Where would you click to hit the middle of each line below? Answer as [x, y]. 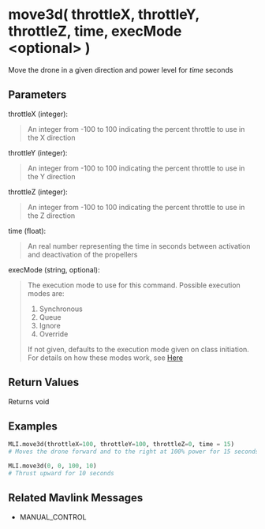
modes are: [46, 293]
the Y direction [51, 176]
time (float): [27, 231]
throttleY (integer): [38, 152]
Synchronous [61, 309]
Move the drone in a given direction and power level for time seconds [121, 69]
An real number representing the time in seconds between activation [139, 246]
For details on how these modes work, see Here [105, 358]
